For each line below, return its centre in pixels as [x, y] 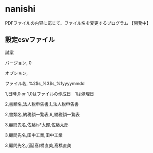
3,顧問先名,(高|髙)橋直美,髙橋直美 [38, 145]
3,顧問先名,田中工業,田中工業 [34, 135]
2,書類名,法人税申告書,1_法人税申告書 [42, 104]
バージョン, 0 [18, 63]
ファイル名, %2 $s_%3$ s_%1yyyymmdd [45, 83]
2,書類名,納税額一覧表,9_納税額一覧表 [42, 114]
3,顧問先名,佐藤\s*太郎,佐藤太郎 [37, 124]
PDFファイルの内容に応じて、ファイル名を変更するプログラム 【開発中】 [78, 23]
